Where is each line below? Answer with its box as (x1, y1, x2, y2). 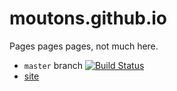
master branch (23, 59, 83, 71)
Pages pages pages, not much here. (9, 40, 159, 52)
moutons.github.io (9, 7, 167, 30)
